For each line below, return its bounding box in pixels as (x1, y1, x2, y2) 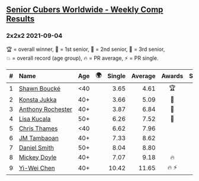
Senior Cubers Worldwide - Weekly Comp (6, 5, 163, 15)
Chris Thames (18, 124, 58, 132)
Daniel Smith (18, 143, 54, 151)
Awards (161, 72, 184, 80)
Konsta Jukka (18, 95, 57, 104)
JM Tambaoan (18, 134, 59, 142)
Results (6, 14, 35, 24)
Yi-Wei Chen (18, 164, 55, 172)
